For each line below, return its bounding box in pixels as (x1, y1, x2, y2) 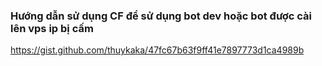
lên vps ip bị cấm (10, 21, 94, 35)
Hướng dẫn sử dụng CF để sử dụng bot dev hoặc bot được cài (10, 9, 313, 23)
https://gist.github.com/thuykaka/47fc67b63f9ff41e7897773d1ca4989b (10, 44, 305, 56)
